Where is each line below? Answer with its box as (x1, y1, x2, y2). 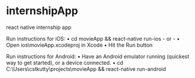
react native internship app (6, 24, 72, 31)
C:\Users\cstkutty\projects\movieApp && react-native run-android (6, 65, 167, 72)
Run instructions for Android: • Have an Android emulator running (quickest (6, 53, 190, 60)
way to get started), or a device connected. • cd (6, 59, 123, 66)
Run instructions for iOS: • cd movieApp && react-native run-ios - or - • (6, 35, 180, 42)
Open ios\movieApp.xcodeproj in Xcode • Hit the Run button (6, 41, 153, 48)
